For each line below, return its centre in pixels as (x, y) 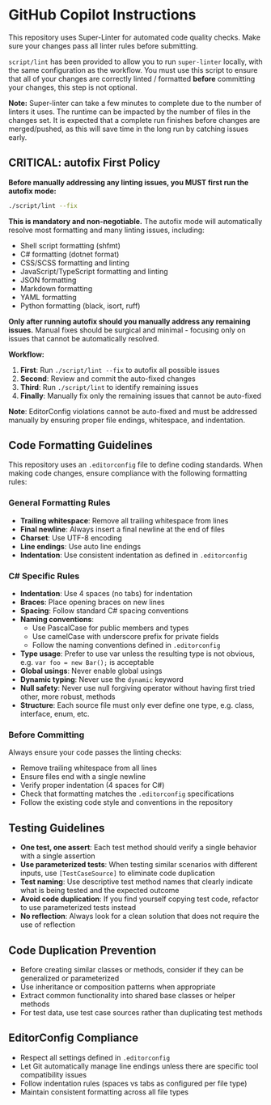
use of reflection (47, 925)
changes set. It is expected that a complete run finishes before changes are (134, 120)
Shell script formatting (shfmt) (70, 245)
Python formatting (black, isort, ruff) (80, 306)
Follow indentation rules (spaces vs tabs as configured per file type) (133, 1083)
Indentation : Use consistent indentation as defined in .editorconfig (133, 555)
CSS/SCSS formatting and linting (74, 262)
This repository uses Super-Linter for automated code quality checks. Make (135, 37)
